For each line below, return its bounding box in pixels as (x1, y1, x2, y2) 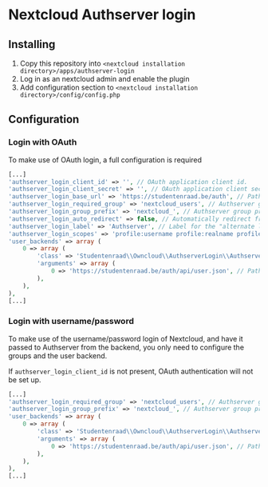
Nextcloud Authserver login (8, 6, 196, 24)
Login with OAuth (8, 137, 77, 148)
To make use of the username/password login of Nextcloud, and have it (8, 333, 243, 343)
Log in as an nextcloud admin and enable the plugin (19, 74, 190, 83)
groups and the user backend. (8, 350, 108, 361)
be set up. (8, 374, 41, 385)
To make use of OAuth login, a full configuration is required (8, 154, 202, 165)
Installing (8, 38, 56, 51)
